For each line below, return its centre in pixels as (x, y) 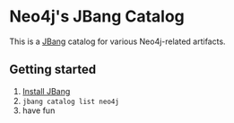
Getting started (53, 70)
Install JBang (46, 91)
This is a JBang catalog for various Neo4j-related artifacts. (117, 41)
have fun (39, 110)
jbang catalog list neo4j (70, 101)
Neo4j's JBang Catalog (97, 17)
